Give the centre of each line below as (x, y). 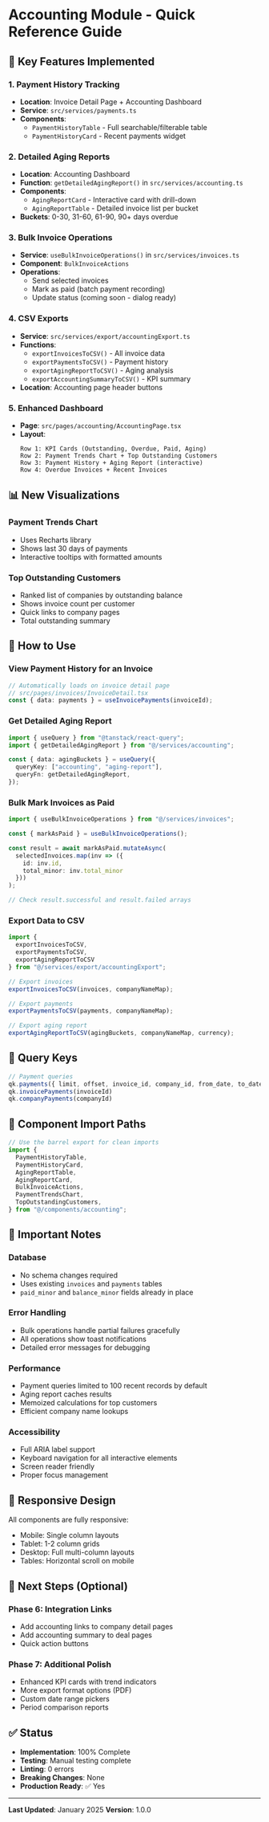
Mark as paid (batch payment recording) (98, 289)
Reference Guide (65, 32)
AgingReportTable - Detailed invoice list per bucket (115, 208)
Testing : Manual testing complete (76, 1761)
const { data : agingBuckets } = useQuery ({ (82, 760)
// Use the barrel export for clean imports (84, 1143)
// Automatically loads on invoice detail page (89, 685)
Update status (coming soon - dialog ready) (104, 298)
